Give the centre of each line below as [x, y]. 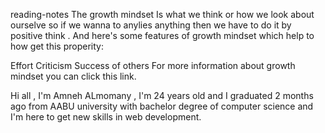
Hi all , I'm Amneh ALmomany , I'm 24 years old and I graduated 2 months [162, 95]
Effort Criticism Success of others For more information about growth [153, 65]
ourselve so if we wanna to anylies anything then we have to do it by [151, 25]
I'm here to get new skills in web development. [106, 117]
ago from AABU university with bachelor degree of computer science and [162, 106]
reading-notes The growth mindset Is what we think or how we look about [162, 14]
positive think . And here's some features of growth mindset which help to [162, 35]
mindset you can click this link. [73, 76]
